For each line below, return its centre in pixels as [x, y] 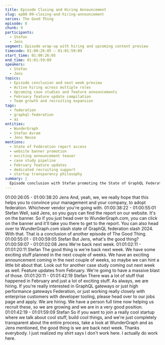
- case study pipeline [33, 160]
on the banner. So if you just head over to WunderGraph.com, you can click [81, 218]
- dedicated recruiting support [43, 170]
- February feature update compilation [50, 96]
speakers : [15, 64]
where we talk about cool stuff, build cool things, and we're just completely [81, 317]
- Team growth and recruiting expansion [51, 101]
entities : [15, 124]
